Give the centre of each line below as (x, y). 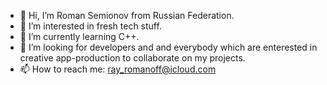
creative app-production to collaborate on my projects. (132, 58)
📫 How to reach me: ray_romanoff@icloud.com (118, 69)
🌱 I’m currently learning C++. (79, 36)
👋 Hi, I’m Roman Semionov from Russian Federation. (127, 15)
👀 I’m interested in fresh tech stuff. (90, 26)
